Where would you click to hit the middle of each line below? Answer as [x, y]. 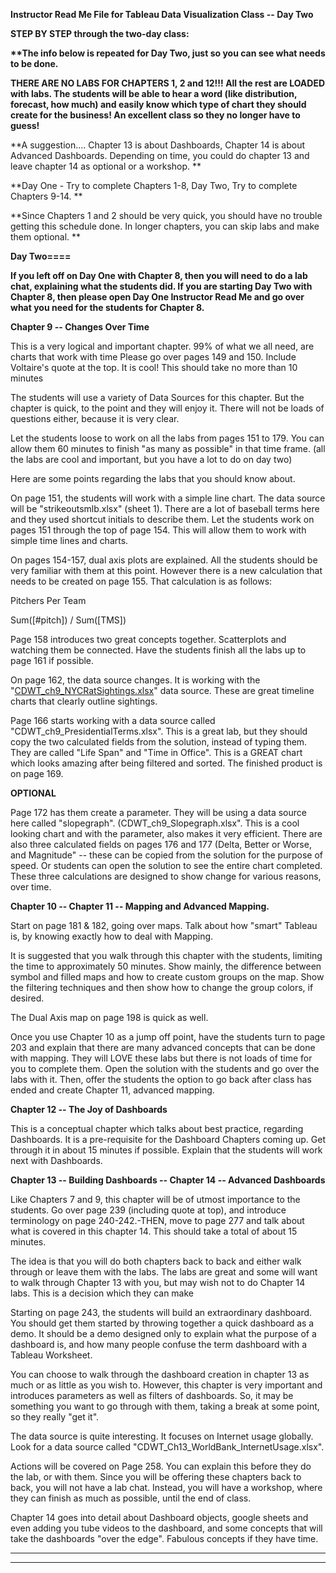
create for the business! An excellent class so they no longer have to [155, 115]
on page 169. [37, 773]
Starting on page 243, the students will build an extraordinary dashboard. [161, 1312]
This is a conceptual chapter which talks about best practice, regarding [157, 1128]
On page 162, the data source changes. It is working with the [135, 680]
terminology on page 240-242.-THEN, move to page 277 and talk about [157, 1220]
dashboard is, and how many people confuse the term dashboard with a [158, 1344]
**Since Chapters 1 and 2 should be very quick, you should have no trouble [166, 215]
